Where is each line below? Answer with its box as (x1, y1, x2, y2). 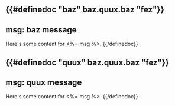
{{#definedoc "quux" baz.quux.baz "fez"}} (5, 57, 170, 67)
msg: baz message (5, 25, 77, 35)
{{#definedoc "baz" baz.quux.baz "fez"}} (5, 5, 164, 15)
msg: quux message (5, 77, 82, 87)
